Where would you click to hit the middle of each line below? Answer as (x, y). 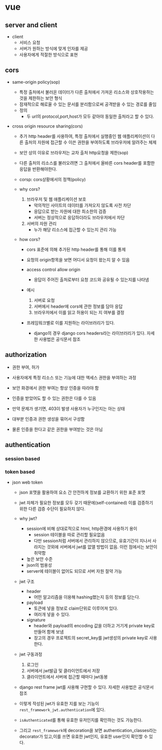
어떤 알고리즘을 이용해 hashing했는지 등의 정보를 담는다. (87, 597)
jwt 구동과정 (31, 655)
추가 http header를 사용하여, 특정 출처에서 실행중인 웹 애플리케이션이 (85, 136)
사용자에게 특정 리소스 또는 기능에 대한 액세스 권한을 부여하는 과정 (74, 377)
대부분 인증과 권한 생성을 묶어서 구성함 (48, 419)
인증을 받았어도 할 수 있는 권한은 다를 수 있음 (54, 398)
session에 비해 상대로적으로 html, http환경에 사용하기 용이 (82, 529)
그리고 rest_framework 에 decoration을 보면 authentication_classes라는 (88, 731)
